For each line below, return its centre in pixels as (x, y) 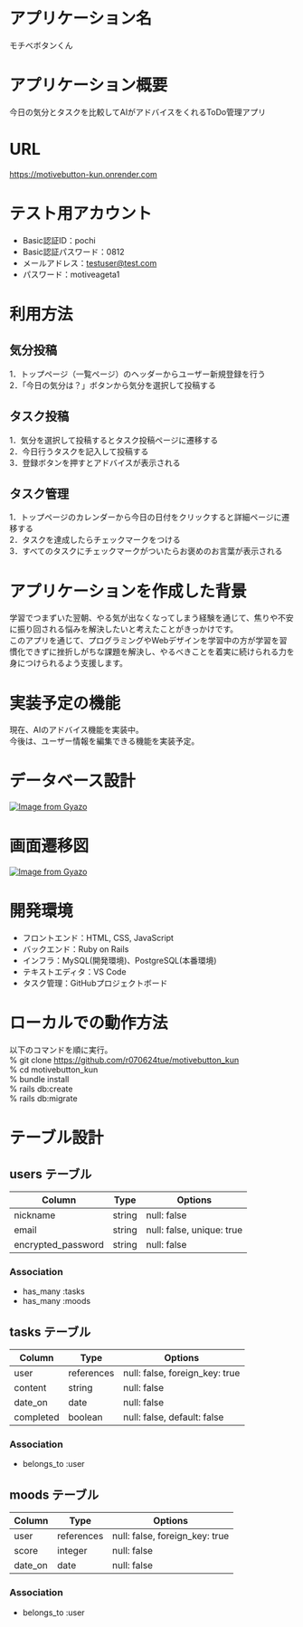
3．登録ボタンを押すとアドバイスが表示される (95, 462)
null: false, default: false (174, 1417)
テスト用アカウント (81, 214)
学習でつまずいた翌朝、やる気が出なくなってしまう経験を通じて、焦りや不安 (151, 618)
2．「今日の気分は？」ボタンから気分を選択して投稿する (113, 385)
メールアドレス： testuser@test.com (90, 262)
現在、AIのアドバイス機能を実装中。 (76, 730)
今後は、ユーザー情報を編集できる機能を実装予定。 (104, 741)
